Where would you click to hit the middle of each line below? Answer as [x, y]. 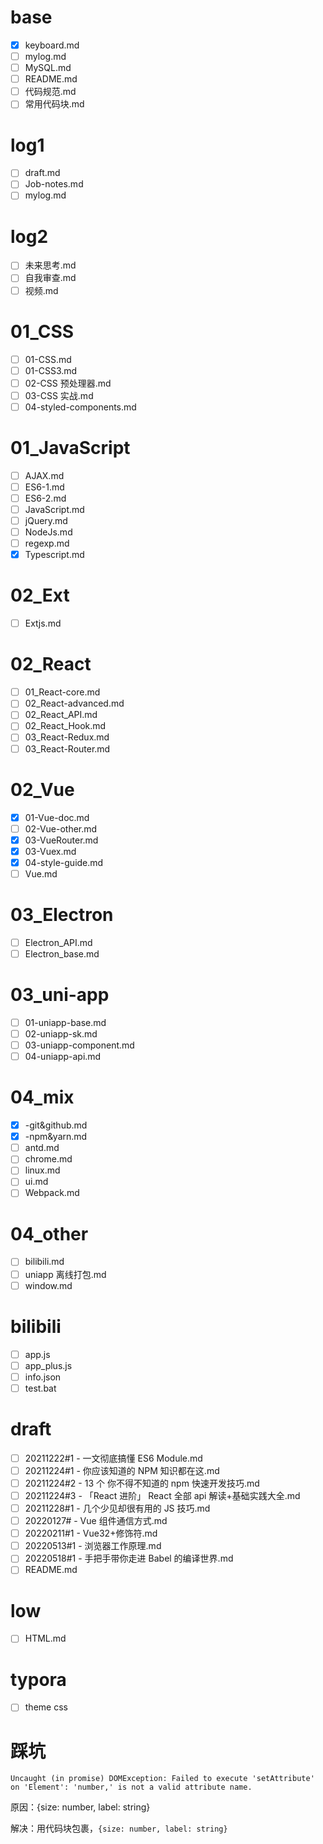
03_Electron [62, 915]
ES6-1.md [44, 487]
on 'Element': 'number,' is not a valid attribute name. [131, 1787]
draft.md [42, 173]
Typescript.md [54, 555]
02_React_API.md [61, 715]
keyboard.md [52, 45]
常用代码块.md [54, 104]
